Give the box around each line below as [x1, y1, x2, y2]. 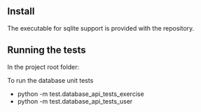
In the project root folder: [7, 63, 79, 71]
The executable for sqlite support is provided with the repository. [7, 24, 195, 32]
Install [7, 6, 35, 17]
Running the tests [7, 45, 86, 56]
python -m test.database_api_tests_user [17, 97, 133, 105]
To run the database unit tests [7, 76, 94, 84]
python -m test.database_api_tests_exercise [17, 90, 145, 98]
